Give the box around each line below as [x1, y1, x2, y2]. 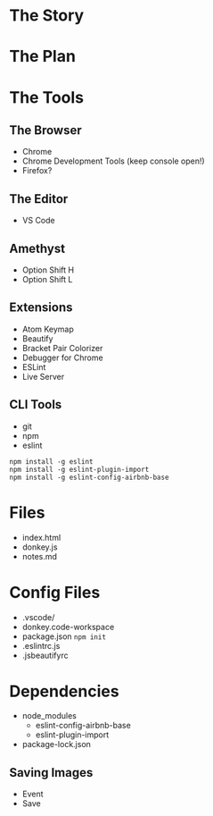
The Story [9, 5, 85, 26]
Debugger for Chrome [21, 352, 104, 363]
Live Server [21, 371, 65, 382]
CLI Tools [9, 397, 62, 412]
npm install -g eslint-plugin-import [9, 465, 150, 474]
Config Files [9, 582, 101, 602]
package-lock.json [21, 739, 92, 750]
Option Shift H [21, 265, 74, 275]
